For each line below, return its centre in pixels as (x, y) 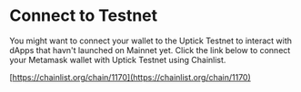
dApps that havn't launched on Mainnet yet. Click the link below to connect (150, 50)
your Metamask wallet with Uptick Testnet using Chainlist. (118, 60)
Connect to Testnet (84, 16)
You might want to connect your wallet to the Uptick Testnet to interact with (151, 41)
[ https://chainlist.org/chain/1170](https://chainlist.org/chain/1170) (130, 77)
